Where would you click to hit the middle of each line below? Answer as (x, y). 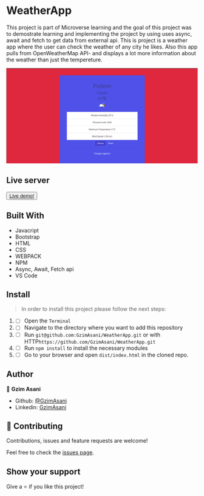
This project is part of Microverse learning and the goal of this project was (99, 27)
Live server (28, 181)
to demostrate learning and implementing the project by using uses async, (99, 33)
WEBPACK (28, 256)
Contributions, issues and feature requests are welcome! (77, 441)
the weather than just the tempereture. (54, 59)
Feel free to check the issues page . (50, 452)
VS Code (26, 275)
